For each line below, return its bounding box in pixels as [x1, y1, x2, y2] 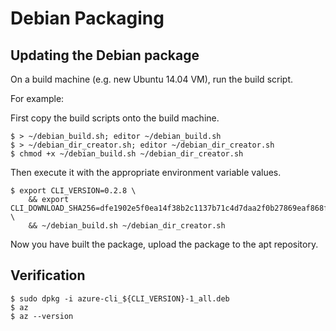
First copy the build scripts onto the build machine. [10, 112, 220, 124]
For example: [10, 93, 65, 104]
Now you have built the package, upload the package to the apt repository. [10, 238, 319, 250]
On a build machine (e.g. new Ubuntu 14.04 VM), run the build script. [10, 73, 293, 85]
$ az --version [10, 311, 74, 321]
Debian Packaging [10, 7, 165, 30]
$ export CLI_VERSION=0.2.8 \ [10, 186, 137, 196]
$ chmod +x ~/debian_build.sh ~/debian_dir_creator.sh [10, 149, 244, 159]
